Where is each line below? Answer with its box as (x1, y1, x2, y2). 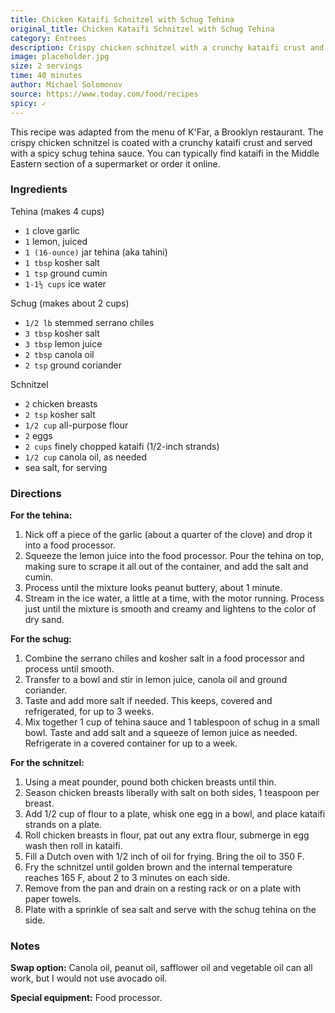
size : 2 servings (10, 61, 83, 71)
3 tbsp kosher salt (24, 327, 100, 339)
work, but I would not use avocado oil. (10, 972, 168, 985)
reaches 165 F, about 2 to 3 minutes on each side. (24, 872, 231, 884)
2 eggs (24, 429, 53, 441)
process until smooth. (24, 663, 115, 675)
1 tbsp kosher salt (24, 256, 100, 268)
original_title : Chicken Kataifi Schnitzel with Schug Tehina (10, 24, 275, 34)
